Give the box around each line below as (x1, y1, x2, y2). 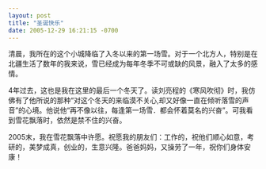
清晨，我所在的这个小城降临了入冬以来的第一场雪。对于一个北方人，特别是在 (8, 49, 258, 59)
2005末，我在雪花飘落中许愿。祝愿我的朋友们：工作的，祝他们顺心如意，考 (8, 133, 255, 142)
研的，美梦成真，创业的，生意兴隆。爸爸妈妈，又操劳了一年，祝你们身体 (8, 142, 244, 152)
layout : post (8, 11, 51, 20)
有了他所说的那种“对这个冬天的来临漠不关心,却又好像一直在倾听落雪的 (14, 96, 243, 106)
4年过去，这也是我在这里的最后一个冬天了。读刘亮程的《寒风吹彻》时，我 (8, 86, 249, 95)
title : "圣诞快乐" (8, 19, 65, 27)
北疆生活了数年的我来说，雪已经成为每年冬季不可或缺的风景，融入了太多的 (8, 59, 251, 68)
